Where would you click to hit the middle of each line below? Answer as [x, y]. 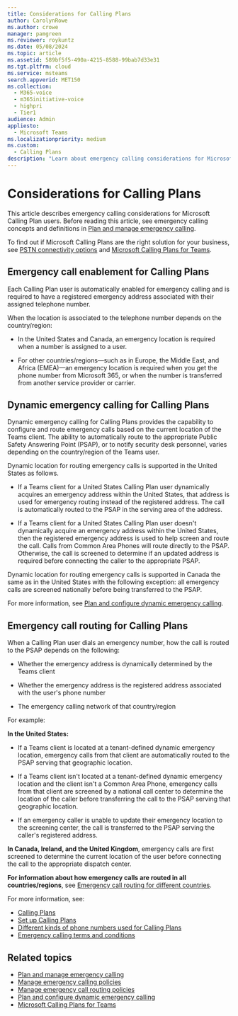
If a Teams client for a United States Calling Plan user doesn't [107, 523]
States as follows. [33, 473]
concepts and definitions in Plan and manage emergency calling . [102, 228]
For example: [27, 720]
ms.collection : [30, 86]
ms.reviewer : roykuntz [41, 40]
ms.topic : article [34, 54]
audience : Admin [31, 119]
